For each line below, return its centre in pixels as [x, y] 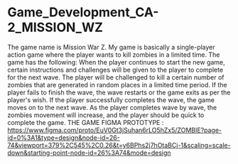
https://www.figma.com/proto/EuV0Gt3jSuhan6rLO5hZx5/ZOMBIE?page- [115, 130]
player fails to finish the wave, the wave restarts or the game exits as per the [119, 92]
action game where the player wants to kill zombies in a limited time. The [114, 55]
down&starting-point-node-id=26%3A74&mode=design [90, 153]
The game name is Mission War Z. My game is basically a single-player [111, 47]
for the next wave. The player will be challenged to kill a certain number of [116, 77]
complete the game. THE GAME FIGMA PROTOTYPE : [86, 122]
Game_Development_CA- [83, 12]
